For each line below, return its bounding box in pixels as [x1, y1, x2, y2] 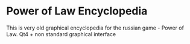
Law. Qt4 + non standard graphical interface [6, 30, 116, 37]
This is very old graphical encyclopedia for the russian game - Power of [6, 24, 184, 31]
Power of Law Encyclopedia [6, 4, 148, 18]
